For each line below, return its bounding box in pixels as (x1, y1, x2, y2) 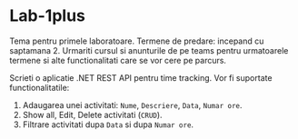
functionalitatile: (9, 82, 70, 93)
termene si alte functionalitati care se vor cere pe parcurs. (9, 55, 227, 65)
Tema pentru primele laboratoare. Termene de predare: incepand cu (9, 35, 264, 46)
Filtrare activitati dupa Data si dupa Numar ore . (22, 119, 194, 130)
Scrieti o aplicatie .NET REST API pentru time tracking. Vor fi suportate (9, 72, 273, 83)
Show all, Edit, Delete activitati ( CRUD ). (22, 109, 163, 120)
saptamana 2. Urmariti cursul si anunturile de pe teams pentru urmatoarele (9, 45, 289, 55)
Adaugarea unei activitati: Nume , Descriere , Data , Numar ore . (22, 99, 243, 110)
